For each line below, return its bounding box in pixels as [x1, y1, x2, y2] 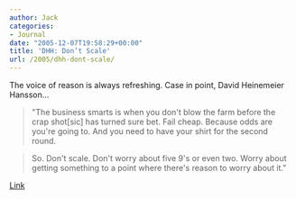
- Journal [9, 30, 47, 39]
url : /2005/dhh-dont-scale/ [9, 55, 116, 64]
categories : [9, 22, 54, 31]
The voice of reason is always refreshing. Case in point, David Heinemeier [9, 80, 284, 90]
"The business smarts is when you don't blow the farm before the [31, 107, 276, 117]
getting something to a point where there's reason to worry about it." [31, 163, 287, 173]
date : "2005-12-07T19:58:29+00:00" [9, 38, 143, 48]
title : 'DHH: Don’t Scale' [9, 47, 111, 56]
